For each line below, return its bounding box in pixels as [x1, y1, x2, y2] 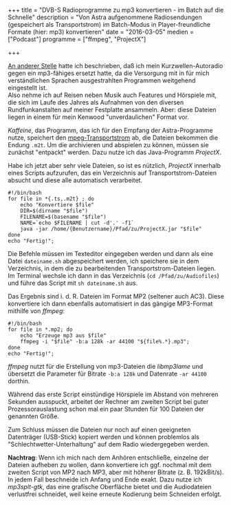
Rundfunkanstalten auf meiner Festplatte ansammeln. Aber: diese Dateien [8, 106, 217, 114]
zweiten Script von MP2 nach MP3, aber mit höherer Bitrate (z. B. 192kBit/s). [8, 468, 224, 476]
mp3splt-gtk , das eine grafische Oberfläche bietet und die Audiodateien [8, 483, 212, 491]
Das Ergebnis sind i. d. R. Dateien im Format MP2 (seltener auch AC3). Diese [8, 292, 224, 300]
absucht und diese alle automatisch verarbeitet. [8, 176, 143, 184]
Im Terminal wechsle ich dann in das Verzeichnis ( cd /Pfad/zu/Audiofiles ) [8, 272, 219, 279]
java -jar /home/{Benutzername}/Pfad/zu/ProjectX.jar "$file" [20, 226, 202, 233]
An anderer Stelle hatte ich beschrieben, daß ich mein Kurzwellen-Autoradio [8, 62, 223, 69]
